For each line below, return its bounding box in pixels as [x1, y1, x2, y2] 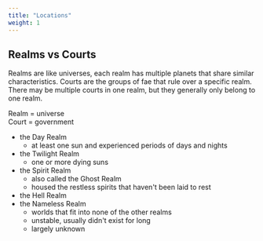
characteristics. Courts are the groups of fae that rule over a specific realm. [8, 77, 253, 86]
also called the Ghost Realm [31, 174, 122, 184]
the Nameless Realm [19, 199, 86, 209]
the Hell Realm [19, 191, 67, 200]
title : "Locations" [8, 11, 72, 20]
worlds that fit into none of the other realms [31, 207, 173, 217]
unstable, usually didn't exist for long [31, 216, 151, 225]
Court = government [8, 117, 75, 126]
